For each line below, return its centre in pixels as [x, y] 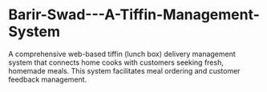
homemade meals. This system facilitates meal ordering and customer [124, 70]
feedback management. [48, 79]
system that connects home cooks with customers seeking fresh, [116, 62]
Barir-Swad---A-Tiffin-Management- [134, 15]
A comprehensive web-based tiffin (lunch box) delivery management [122, 54]
